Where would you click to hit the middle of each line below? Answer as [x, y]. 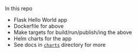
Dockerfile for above [38, 26]
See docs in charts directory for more [60, 45]
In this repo [19, 9]
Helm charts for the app [42, 38]
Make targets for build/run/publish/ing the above [73, 32]
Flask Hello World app [40, 20]
